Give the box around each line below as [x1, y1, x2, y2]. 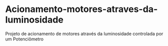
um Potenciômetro [5, 36, 44, 42]
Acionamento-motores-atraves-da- [5, 3, 158, 15]
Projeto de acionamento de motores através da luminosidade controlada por [5, 30, 163, 36]
